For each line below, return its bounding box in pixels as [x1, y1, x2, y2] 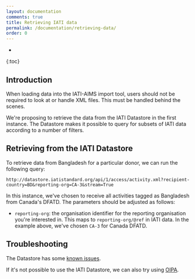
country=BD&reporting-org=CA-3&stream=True [6, 182, 114, 188]
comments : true [6, 14, 43, 20]
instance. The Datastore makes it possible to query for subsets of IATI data [6, 120, 186, 127]
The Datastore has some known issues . [6, 254, 101, 261]
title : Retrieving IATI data [6, 19, 77, 25]
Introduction [6, 74, 53, 85]
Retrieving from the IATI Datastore [6, 144, 134, 154]
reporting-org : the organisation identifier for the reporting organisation [14, 209, 186, 217]
